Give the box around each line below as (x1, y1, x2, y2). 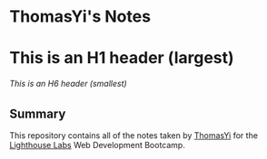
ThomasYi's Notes (9, 6, 152, 27)
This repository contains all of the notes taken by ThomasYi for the (9, 130, 259, 141)
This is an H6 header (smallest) (9, 78, 127, 89)
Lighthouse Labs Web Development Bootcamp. (9, 140, 186, 150)
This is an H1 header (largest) (9, 48, 234, 69)
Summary (9, 106, 66, 121)
